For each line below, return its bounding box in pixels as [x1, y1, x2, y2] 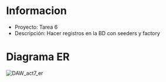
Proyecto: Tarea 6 [14, 23, 58, 30]
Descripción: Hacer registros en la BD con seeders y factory [14, 29, 160, 36]
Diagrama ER [6, 50, 70, 64]
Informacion [6, 4, 67, 18]
